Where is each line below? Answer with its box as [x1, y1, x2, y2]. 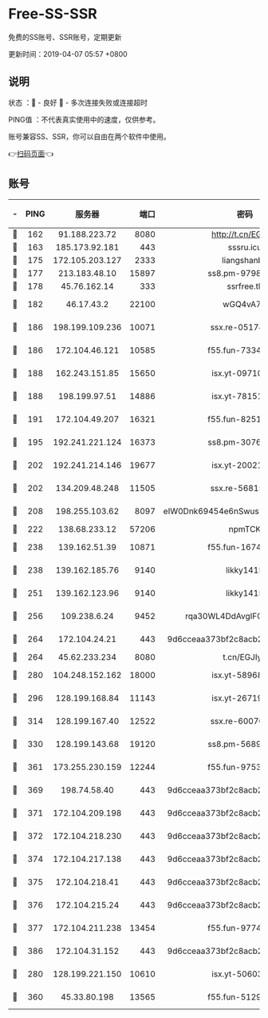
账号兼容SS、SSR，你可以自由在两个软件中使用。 [8, 131, 171, 141]
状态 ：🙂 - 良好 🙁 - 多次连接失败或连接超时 [8, 98, 148, 107]
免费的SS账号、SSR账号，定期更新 [8, 32, 122, 42]
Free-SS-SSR [8, 5, 97, 23]
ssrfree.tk [227, 281, 263, 292]
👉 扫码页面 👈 [8, 149, 54, 158]
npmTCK [228, 523, 262, 534]
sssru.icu [227, 242, 262, 253]
